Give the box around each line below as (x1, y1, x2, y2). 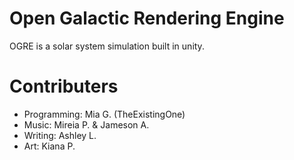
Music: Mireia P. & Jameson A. (23, 118, 150, 131)
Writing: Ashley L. (23, 129, 97, 141)
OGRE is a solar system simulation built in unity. (9, 40, 205, 52)
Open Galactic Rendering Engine (9, 7, 285, 30)
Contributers (9, 75, 119, 98)
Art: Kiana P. (23, 140, 76, 152)
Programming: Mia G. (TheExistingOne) (23, 108, 186, 120)
